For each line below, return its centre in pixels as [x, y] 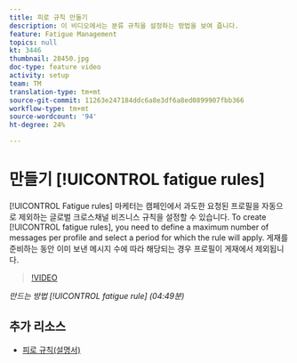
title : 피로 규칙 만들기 [49, 17]
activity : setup [39, 76]
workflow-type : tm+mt [49, 109]
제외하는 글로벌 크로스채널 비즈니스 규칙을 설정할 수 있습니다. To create [142, 217]
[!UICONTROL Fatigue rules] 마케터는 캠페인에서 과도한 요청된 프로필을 [135, 206]
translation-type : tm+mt [55, 92]
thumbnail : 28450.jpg [49, 59]
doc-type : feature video [55, 68]
